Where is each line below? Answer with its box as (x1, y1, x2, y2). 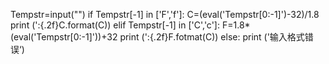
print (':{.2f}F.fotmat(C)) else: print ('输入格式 (119, 31, 305, 43)
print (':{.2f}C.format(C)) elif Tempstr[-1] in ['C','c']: (10, 19, 221, 31)
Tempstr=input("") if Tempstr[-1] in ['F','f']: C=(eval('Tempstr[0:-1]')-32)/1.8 (10, 9, 320, 20)
